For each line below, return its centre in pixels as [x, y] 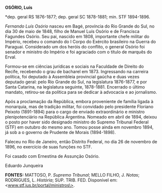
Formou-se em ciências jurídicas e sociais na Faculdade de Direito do [74, 66]
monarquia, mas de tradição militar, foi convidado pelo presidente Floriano [79, 107]
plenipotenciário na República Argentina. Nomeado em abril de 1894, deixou [81, 117]
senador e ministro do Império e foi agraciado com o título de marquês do [79, 52]
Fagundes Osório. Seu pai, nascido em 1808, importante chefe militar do [77, 37]
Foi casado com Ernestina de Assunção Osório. [52, 156]
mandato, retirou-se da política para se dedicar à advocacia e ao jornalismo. [81, 92]
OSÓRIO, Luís [19, 7]
